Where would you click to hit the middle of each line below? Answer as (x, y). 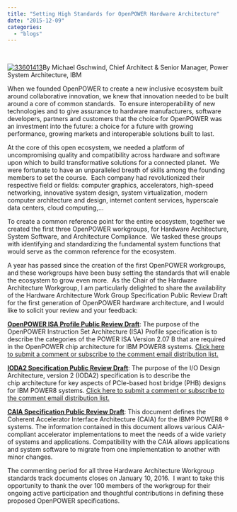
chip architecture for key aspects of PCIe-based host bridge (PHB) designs (117, 383)
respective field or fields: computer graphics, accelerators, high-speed (110, 186)
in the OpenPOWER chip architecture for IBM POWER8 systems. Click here (116, 347)
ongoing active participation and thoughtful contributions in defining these (116, 494)
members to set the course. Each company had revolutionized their (106, 178)
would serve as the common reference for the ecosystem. (92, 251)
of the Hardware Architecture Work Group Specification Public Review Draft (117, 295)
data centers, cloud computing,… (56, 208)
